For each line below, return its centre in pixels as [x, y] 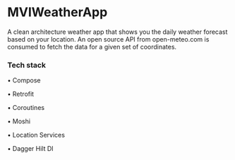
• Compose [24, 80]
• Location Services [36, 135]
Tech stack [26, 65]
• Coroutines [26, 108]
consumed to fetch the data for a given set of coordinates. [92, 47]
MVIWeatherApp [58, 12]
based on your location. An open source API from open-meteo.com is [108, 39]
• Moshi [19, 121]
